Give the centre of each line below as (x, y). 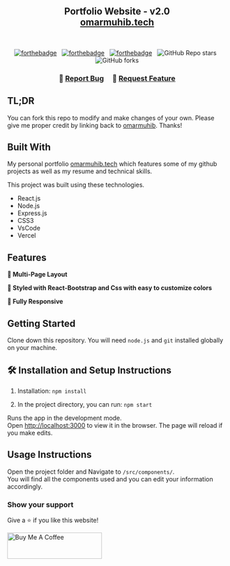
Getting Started (41, 323)
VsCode (29, 228)
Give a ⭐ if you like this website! (53, 520)
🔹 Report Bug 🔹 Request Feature (117, 78)
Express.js (32, 213)
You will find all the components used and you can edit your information (110, 479)
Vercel (26, 235)
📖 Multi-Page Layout (37, 275)
